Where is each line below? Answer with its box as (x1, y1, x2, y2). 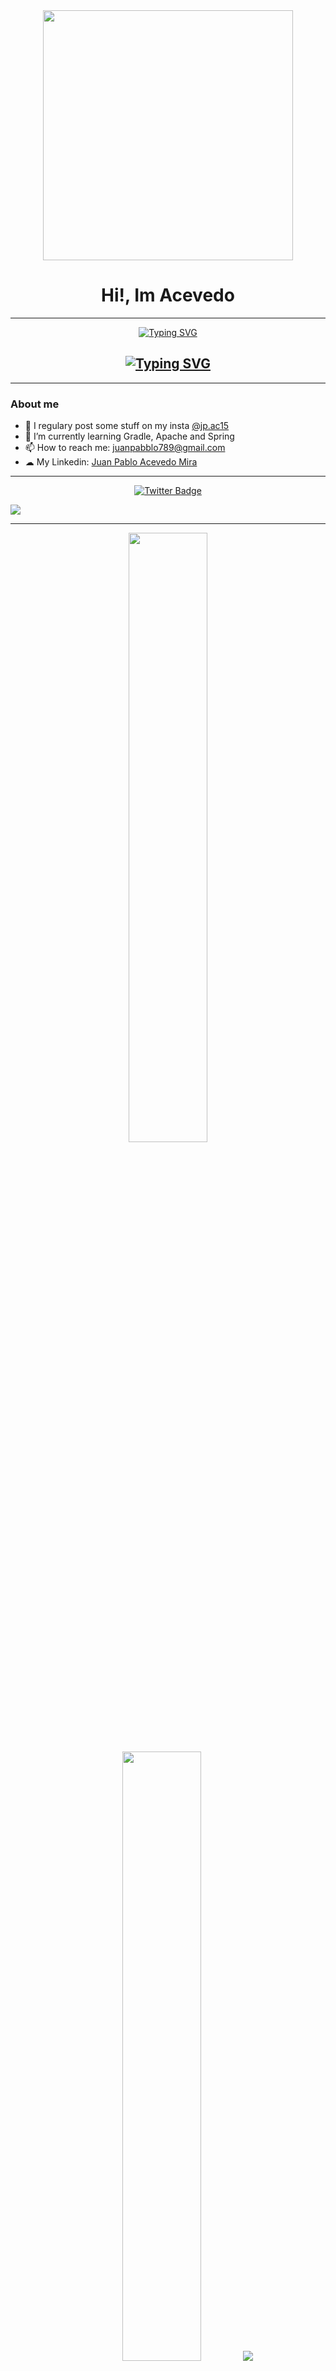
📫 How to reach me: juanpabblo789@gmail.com (24, 442, 226, 454)
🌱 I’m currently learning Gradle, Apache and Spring (24, 430, 235, 443)
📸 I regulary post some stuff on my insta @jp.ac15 (24, 420, 230, 432)
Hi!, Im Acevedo (101, 284, 235, 307)
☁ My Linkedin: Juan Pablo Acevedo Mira (24, 456, 198, 468)
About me (10, 397, 60, 411)
